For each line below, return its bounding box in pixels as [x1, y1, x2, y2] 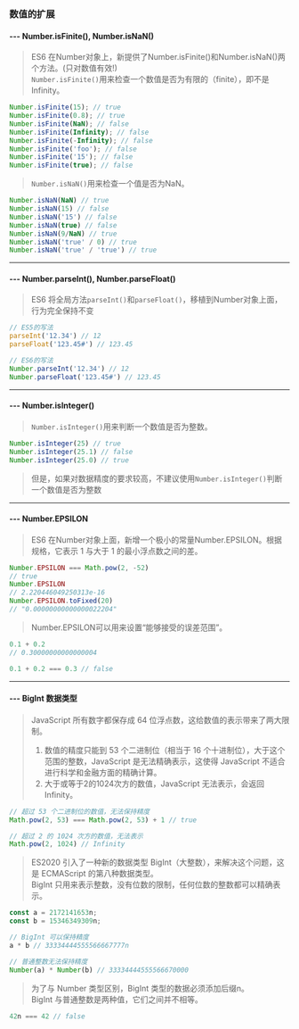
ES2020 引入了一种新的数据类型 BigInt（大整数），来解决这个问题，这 [30, 857, 285, 867]
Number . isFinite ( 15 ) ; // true [9, 103, 122, 112]
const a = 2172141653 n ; [9, 909, 98, 917]
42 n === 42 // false [9, 1011, 86, 1021]
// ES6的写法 [9, 356, 53, 365]
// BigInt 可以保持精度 [9, 933, 89, 942]
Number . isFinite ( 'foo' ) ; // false [9, 145, 138, 154]
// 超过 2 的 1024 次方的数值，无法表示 [9, 832, 144, 841]
